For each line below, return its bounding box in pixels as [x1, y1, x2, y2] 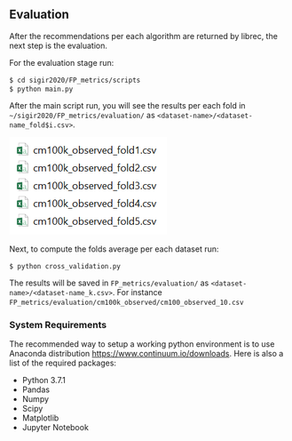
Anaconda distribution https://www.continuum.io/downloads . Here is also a [9, 349, 284, 359]
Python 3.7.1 [21, 375, 67, 386]
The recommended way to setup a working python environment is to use [9, 339, 275, 349]
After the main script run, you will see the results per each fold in [9, 100, 246, 110]
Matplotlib [21, 413, 59, 423]
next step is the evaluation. [9, 40, 108, 51]
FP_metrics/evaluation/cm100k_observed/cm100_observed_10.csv [9, 298, 244, 307]
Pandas [21, 384, 51, 395]
